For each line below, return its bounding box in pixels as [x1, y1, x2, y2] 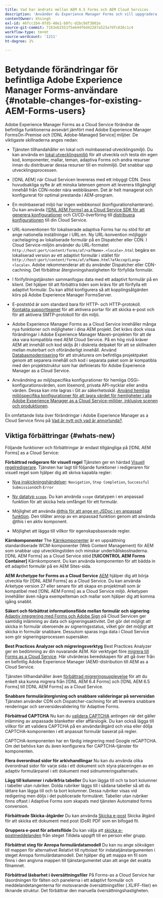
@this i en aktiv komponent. [12, 518, 68, 524]
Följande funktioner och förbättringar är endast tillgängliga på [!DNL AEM [5, 444, 151, 450]
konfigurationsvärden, [12, 382, 57, 388]
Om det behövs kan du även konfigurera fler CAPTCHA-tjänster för [5, 743, 139, 749]
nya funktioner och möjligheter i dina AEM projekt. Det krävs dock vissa [12, 326, 155, 332]
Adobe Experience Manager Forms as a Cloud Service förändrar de [5, 121, 140, 127]
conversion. [5, 803, 29, 809]
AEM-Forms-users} [5, 105, 86, 116]
